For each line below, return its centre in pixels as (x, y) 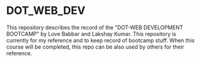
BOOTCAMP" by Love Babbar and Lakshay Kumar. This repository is (91, 33)
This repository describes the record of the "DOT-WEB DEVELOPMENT (95, 27)
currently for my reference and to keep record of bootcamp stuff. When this (100, 40)
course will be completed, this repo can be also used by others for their (95, 47)
